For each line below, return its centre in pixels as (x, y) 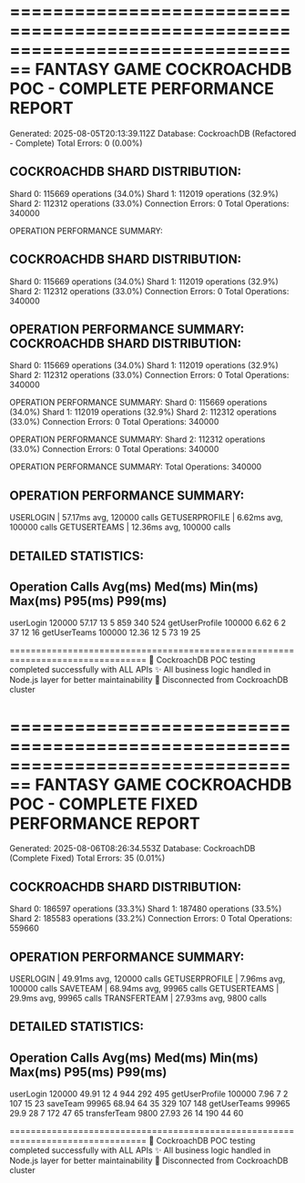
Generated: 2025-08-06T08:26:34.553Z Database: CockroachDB (132, 849)
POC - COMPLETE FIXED (104, 804)
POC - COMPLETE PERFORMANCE (142, 89)
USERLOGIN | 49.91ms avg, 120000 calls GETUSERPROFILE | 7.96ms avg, (147, 978)
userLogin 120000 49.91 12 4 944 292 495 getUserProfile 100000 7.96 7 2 (149, 1094)
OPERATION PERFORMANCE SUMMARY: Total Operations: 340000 (136, 467)
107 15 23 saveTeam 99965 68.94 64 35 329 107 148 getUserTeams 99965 (150, 1104)
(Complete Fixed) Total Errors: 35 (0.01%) (87, 859)
